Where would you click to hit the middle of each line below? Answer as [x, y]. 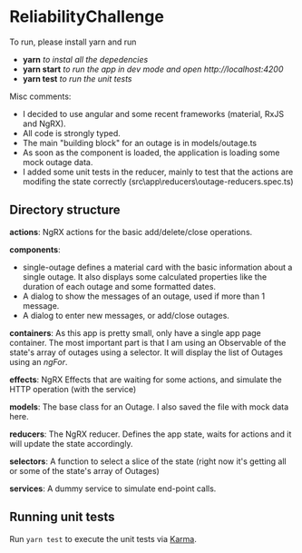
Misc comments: [40, 96]
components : [35, 249]
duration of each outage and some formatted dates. [119, 286]
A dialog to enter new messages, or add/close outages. [126, 315]
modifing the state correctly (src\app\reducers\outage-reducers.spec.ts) [158, 181]
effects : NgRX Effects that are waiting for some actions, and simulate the [146, 380]
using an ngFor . [39, 361]
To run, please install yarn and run [73, 42]
